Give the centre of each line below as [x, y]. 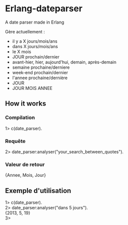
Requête [16, 141]
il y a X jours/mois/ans [35, 41]
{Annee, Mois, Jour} [26, 175]
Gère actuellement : [25, 31]
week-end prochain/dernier [40, 72]
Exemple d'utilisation [38, 190]
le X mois [22, 52]
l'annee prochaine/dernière [40, 78]
